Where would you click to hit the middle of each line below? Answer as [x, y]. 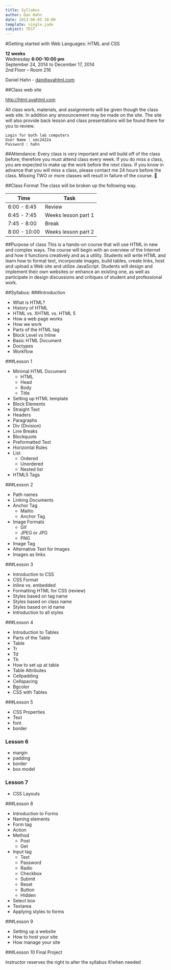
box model [24, 769]
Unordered [32, 464]
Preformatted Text [32, 442]
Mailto [27, 511]
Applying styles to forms [39, 911]
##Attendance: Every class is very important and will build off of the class [83, 154]
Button [27, 890]
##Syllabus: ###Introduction [35, 293]
